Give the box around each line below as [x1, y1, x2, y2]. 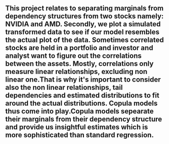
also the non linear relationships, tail [5, 83, 123, 92]
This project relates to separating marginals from [5, 4, 164, 13]
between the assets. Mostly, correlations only [5, 59, 154, 68]
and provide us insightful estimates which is [5, 123, 148, 131]
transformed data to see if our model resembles [5, 28, 159, 37]
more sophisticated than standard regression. [5, 131, 154, 139]
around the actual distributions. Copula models [5, 99, 158, 108]
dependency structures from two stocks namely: [5, 12, 164, 21]
